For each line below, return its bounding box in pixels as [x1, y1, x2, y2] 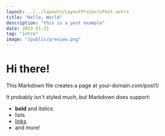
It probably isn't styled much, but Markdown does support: [6, 93, 151, 100]
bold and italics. [14, 105, 55, 112]
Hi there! [6, 62, 50, 76]
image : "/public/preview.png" [6, 36, 82, 42]
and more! [14, 123, 41, 131]
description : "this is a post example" [6, 20, 105, 26]
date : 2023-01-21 [6, 25, 49, 32]
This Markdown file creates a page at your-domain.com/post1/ [6, 82, 159, 89]
